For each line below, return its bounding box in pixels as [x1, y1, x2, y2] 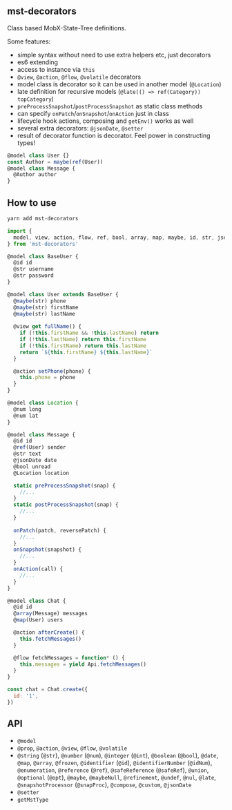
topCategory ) [17, 95, 54, 103]
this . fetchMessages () [19, 635, 81, 642]
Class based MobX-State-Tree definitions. [7, 23, 126, 32]
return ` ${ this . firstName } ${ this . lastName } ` [19, 349, 153, 356]
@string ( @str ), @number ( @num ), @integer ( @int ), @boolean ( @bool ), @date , [17, 751, 219, 759]
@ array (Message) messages [13, 610, 88, 617]
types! [17, 138, 36, 147]
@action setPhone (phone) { [13, 367, 91, 375]
